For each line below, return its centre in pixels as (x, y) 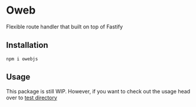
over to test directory (32, 98)
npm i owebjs (22, 59)
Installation (27, 45)
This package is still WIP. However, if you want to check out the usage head (98, 91)
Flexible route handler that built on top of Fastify (64, 27)
